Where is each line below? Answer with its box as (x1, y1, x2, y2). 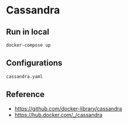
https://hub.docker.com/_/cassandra (14, 111, 103, 118)
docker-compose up (6, 42, 51, 48)
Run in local (6, 27, 50, 37)
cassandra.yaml (6, 74, 43, 80)
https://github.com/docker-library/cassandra (14, 105, 123, 112)
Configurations (6, 58, 63, 68)
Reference (6, 89, 45, 99)
